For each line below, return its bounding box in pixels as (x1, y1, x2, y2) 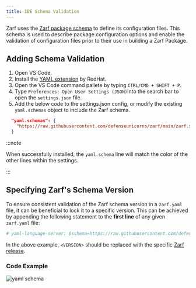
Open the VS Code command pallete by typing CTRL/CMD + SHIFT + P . (14, 82, 182, 89)
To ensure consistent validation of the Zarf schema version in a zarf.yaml (6, 200, 183, 207)
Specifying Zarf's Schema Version (6, 185, 134, 195)
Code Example (6, 262, 48, 270)
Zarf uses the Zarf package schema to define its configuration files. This (6, 25, 180, 32)
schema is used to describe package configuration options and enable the (6, 30, 185, 38)
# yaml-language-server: (6, 230, 66, 237)
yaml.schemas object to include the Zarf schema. (14, 106, 130, 114)
